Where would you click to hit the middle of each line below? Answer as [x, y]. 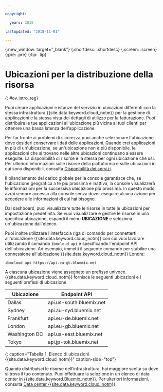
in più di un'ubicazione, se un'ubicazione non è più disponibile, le [71, 148]
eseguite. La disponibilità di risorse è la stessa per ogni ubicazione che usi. [80, 158]
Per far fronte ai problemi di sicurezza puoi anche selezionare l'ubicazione [80, 138]
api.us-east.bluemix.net [75, 334]
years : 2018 [22, 22]
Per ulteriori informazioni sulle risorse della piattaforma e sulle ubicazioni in [80, 164]
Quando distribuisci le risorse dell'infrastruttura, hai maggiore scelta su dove [82, 369]
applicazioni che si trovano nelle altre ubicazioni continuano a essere [74, 153]
